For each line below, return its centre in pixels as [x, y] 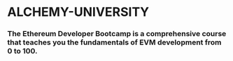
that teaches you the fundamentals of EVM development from [114, 42]
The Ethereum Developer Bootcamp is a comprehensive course [117, 34]
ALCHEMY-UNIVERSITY [78, 12]
